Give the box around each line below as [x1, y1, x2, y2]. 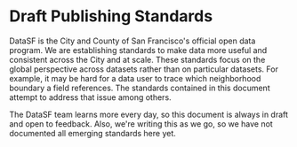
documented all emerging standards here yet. [9, 128, 176, 138]
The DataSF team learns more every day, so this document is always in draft [9, 109, 289, 120]
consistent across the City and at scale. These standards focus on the [9, 54, 266, 65]
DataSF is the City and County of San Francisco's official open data [9, 35, 256, 46]
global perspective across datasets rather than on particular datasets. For [9, 64, 278, 74]
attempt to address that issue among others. [9, 91, 172, 103]
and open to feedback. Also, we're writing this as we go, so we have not [9, 118, 273, 129]
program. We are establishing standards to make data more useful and [9, 44, 268, 55]
